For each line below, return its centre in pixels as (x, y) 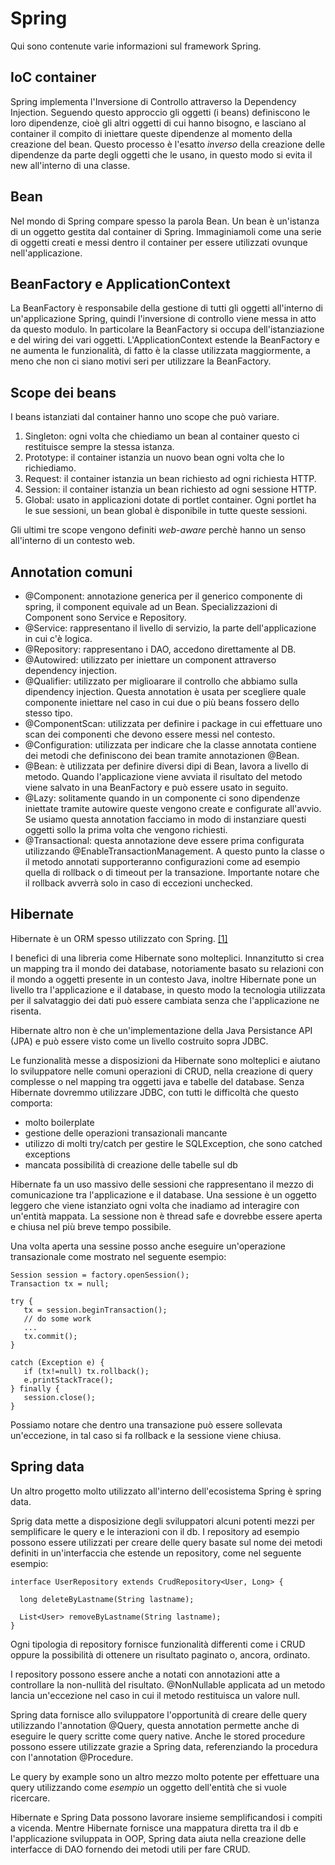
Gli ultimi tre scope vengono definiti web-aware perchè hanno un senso (158, 530)
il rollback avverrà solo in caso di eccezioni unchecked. (138, 883)
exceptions (47, 1154)
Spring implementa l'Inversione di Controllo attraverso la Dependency (153, 101)
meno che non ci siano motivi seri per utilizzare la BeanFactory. (141, 361)
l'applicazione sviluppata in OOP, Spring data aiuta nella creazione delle (158, 1838)
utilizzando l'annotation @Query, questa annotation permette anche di (155, 1725)
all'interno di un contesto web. (72, 541)
